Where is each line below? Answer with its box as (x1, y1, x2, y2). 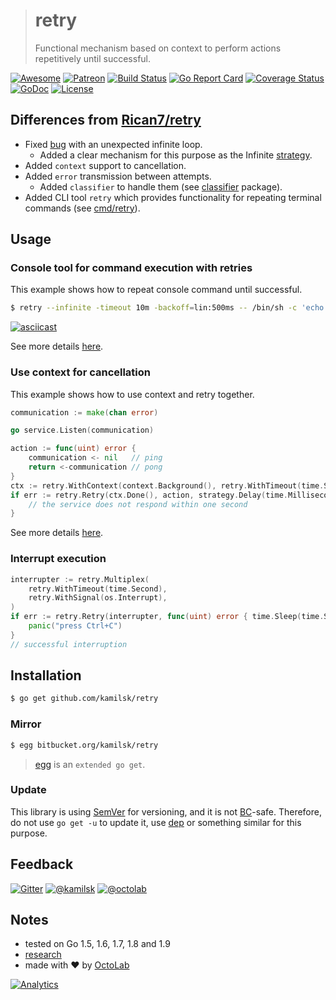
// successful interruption (10, 639, 128, 649)
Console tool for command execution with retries (10, 261, 253, 275)
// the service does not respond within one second (28, 499, 248, 509)
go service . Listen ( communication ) (10, 425, 155, 436)
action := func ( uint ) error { (10, 444, 137, 454)
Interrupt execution (10, 552, 107, 566)
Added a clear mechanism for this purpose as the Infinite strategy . (39, 149, 313, 161)
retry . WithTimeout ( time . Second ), (28, 584, 168, 594)
